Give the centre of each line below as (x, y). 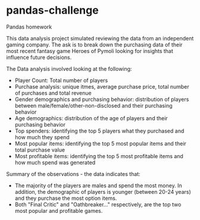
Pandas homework (29, 27)
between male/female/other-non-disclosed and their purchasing (93, 105)
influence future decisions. (39, 57)
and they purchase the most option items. (66, 198)
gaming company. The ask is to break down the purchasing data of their (94, 45)
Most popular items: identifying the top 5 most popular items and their (100, 143)
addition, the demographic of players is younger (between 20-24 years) (103, 191)
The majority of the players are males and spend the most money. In (99, 186)
